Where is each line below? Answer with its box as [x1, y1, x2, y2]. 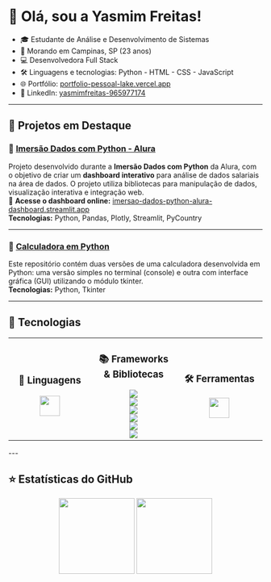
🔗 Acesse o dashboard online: [8, 195, 111, 205]
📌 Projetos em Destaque [8, 119, 131, 132]
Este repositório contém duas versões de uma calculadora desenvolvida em [8, 258, 261, 269]
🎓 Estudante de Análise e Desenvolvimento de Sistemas [19, 34, 210, 44]
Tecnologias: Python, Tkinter [8, 284, 106, 294]
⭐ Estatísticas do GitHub [8, 472, 133, 487]
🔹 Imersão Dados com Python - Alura [8, 143, 156, 154]
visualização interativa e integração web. [8, 187, 144, 197]
